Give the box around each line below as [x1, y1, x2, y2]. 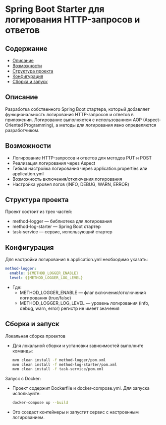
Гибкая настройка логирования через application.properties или [12, 165, 148, 171]
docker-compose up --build [12, 400, 68, 405]
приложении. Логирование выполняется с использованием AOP [5, 117, 142, 123]
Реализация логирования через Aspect [12, 160, 96, 166]
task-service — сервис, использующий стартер [12, 229, 112, 235]
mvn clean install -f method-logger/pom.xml [12, 357, 106, 362]
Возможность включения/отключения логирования [12, 176, 122, 182]
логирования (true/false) [19, 294, 71, 301]
